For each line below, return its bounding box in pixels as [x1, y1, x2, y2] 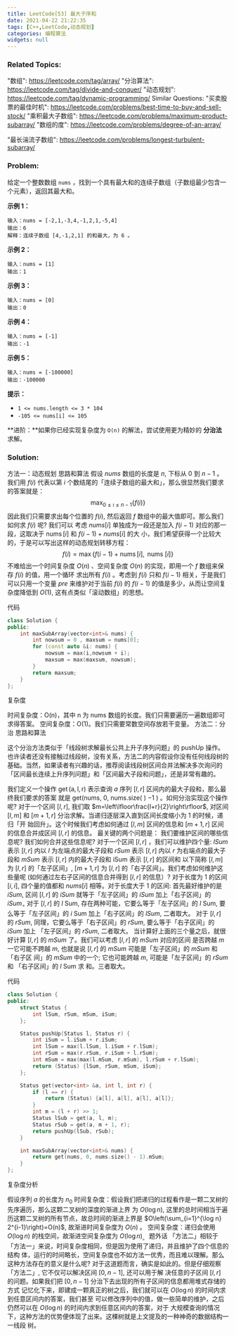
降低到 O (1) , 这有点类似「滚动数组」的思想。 [19, 588, 147, 596]
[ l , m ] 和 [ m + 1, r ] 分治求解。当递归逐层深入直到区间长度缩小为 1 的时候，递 [7, 811, 223, 820]
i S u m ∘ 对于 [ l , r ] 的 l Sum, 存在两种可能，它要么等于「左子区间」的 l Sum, [7, 899, 218, 909]
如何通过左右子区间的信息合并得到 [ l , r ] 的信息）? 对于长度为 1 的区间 [29, 873, 228, 881]
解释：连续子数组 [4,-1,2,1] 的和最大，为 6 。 [7, 232, 133, 239]
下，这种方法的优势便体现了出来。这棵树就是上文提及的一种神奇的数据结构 [7, 1312, 223, 1321]
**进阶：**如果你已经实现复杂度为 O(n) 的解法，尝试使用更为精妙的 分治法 [7, 425, 223, 434]
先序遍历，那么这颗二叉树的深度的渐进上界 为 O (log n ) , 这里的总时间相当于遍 [7, 1205, 228, 1214]
